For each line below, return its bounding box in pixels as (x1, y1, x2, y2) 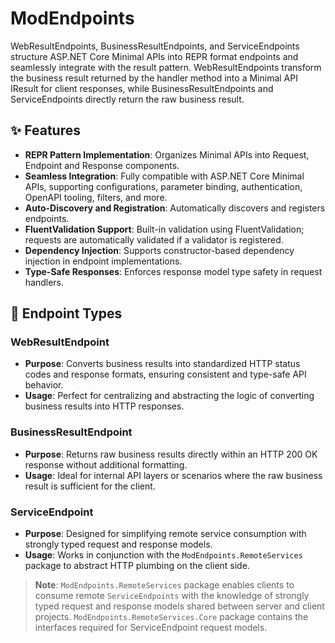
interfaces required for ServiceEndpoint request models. (34, 622, 268, 634)
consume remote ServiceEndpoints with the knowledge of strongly (34, 590, 310, 602)
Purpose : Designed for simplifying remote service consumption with (24, 528, 307, 540)
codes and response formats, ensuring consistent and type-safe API (24, 368, 307, 381)
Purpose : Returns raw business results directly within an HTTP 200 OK (24, 448, 318, 460)
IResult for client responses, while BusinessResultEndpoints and (10, 82, 274, 94)
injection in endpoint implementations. (24, 255, 183, 267)
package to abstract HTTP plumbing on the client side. (24, 560, 250, 572)
